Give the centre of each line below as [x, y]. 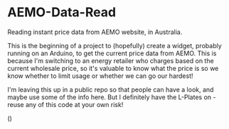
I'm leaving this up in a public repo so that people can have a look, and [111, 89]
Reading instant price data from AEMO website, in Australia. [95, 32]
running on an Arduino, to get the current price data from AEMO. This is [112, 53]
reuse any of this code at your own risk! [65, 104]
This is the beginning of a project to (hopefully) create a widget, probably [114, 45]
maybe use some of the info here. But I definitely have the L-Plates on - [112, 97]
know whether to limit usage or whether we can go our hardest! [100, 76]
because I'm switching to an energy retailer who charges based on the [111, 60]
